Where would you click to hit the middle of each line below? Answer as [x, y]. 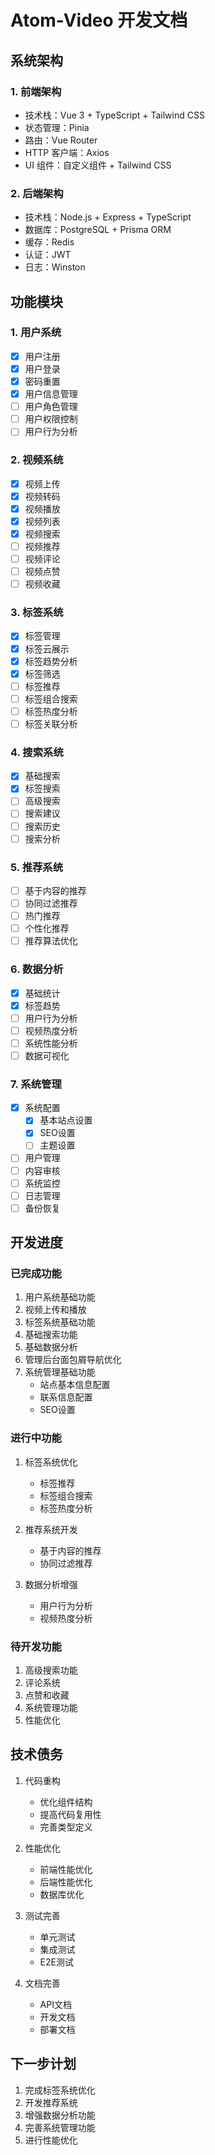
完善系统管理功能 [60, 2127]
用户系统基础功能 [60, 1297]
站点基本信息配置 [75, 1385]
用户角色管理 [51, 407]
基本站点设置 [66, 1120]
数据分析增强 [51, 1584]
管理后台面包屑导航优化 [73, 1360]
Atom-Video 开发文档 [99, 20]
